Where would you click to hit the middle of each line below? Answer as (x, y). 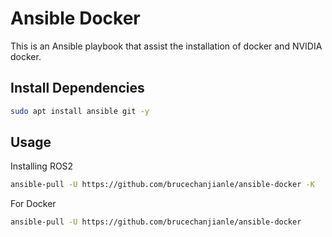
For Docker (33, 204)
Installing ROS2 (42, 166)
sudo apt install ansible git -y (80, 111)
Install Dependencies (77, 88)
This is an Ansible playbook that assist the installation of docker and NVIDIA (166, 46)
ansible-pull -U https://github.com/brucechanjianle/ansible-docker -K (162, 185)
